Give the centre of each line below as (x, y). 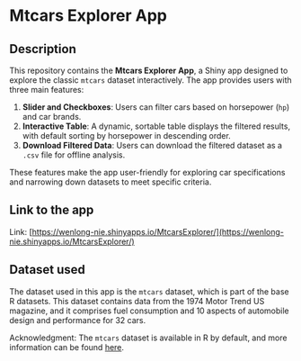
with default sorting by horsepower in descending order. (126, 135)
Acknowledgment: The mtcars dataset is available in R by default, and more (148, 338)
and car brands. (52, 117)
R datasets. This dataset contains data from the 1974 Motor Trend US (137, 301)
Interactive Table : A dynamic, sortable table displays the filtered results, (156, 126)
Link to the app (52, 210)
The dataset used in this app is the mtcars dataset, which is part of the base (149, 291)
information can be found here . (66, 347)
